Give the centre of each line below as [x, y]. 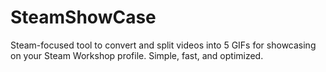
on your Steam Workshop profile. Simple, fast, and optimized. [137, 55]
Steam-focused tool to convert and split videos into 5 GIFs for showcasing [163, 45]
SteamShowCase [83, 17]
